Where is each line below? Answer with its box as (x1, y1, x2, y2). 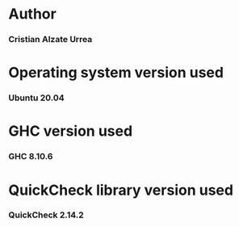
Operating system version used (8, 64, 224, 82)
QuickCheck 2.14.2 (8, 209, 85, 221)
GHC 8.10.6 (8, 151, 53, 162)
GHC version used (8, 122, 133, 141)
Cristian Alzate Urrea (8, 34, 93, 45)
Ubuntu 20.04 (8, 92, 65, 103)
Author (8, 5, 57, 23)
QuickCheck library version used (8, 181, 234, 199)
